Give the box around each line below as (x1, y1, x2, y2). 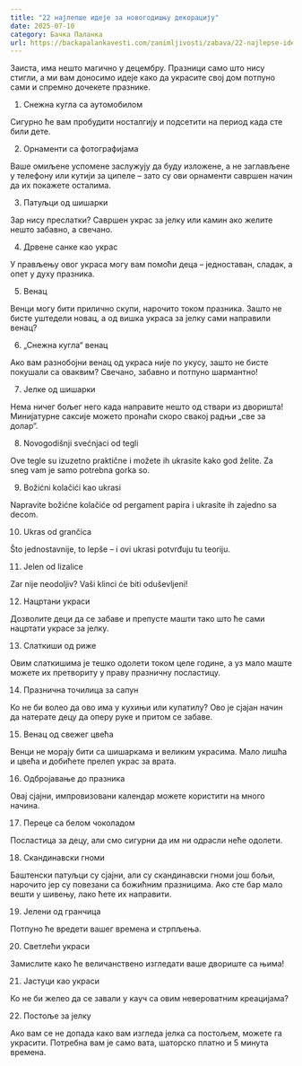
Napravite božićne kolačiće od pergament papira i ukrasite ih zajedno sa (10, 500, 277, 511)
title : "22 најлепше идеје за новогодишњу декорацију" (10, 13, 220, 22)
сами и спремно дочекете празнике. (10, 82, 151, 92)
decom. (10, 509, 39, 520)
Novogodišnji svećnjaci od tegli (22, 438, 139, 449)
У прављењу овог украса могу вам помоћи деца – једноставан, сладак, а (10, 259, 293, 270)
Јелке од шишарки (22, 384, 96, 395)
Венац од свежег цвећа (22, 729, 114, 740)
